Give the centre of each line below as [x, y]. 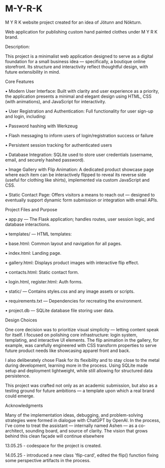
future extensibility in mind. [33, 72]
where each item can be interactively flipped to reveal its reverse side [76, 175]
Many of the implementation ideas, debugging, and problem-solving [74, 415]
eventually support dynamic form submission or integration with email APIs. [82, 200]
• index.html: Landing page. [33, 253]
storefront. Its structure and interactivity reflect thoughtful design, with [77, 67]
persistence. [18, 376]
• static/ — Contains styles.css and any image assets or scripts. [70, 291]
